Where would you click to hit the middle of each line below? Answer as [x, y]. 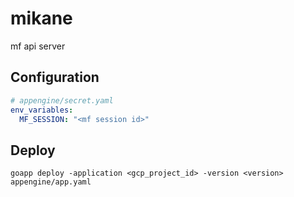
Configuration [55, 77]
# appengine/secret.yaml [62, 100]
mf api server [38, 46]
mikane [41, 18]
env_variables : [42, 110]
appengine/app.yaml [51, 182]
